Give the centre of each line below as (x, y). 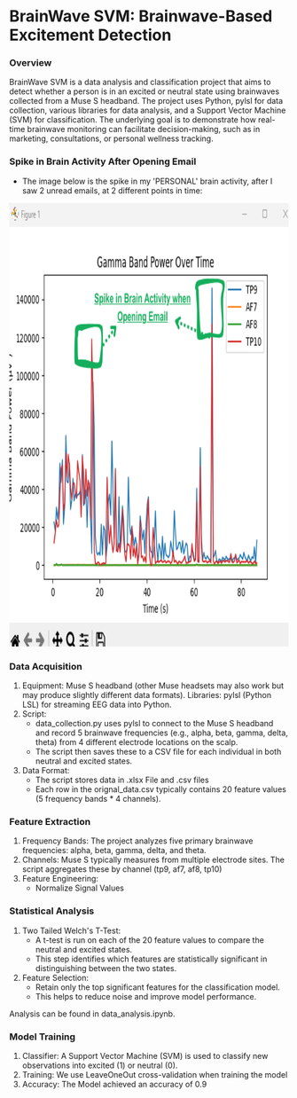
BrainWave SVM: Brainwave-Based (141, 16)
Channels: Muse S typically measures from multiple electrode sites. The (153, 860)
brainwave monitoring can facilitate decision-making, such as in (144, 129)
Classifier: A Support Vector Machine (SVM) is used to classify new (145, 1055)
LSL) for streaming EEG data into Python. (97, 705)
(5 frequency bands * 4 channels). (98, 799)
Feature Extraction (50, 822)
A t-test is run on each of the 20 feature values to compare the (149, 940)
